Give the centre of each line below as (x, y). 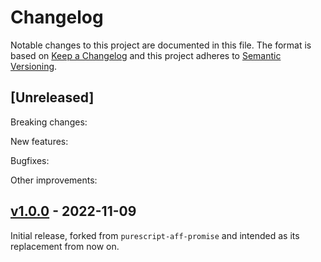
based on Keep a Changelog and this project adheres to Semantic (146, 55)
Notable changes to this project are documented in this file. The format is (161, 45)
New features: (39, 141)
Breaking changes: (49, 122)
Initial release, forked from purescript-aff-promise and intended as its (155, 235)
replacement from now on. (65, 246)
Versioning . (34, 66)
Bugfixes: (30, 160)
